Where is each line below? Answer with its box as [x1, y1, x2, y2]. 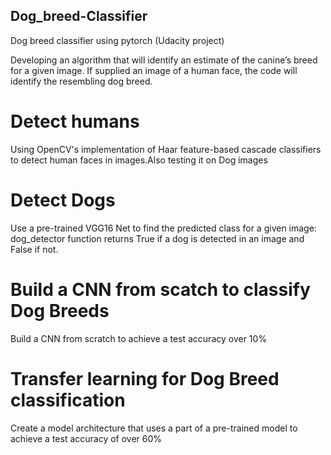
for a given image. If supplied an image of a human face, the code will [10, 64, 298, 76]
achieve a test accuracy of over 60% [10, 432, 163, 444]
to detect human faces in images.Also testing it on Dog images [10, 154, 268, 166]
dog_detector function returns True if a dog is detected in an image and [10, 232, 305, 244]
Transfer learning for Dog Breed [10, 367, 280, 390]
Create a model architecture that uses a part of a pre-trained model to [10, 422, 298, 434]
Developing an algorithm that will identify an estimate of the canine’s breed [10, 54, 318, 66]
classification [10, 389, 126, 411]
